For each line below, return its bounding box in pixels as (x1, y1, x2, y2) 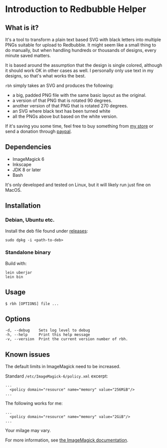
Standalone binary (5, 249, 51, 256)
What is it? (5, 23, 39, 32)
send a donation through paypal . (5, 128, 72, 134)
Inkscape (12, 161, 31, 167)
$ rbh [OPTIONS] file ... (5, 301, 59, 306)
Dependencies (5, 143, 51, 151)
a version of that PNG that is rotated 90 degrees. (12, 97, 113, 103)
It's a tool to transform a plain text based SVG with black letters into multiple (5, 36, 161, 42)
